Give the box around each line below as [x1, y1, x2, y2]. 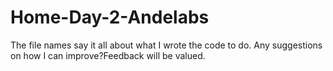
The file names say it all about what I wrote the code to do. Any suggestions [10, 39, 323, 51]
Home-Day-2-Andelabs [10, 6, 210, 29]
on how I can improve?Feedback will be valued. [10, 49, 206, 61]
